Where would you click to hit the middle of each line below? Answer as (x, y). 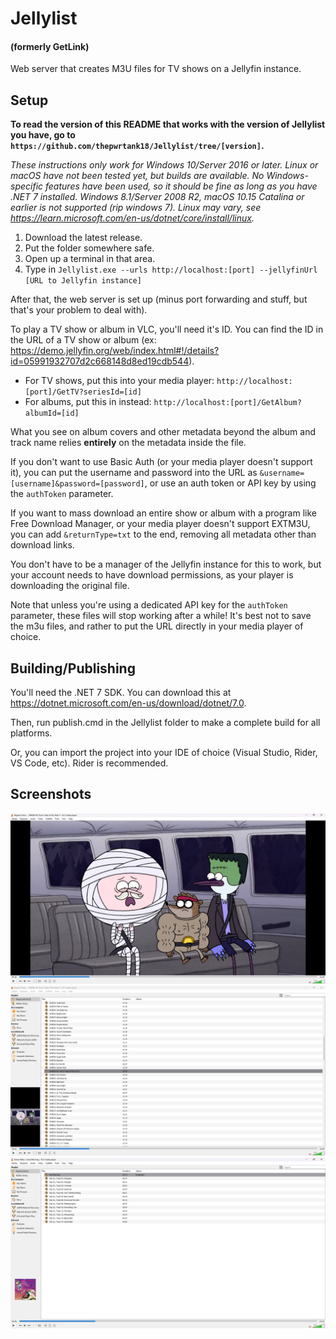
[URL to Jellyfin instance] (83, 281)
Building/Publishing (73, 668)
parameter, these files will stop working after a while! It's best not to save (161, 616)
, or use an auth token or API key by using (230, 483)
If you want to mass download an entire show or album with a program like (163, 513)
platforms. (31, 733)
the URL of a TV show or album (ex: (83, 340)
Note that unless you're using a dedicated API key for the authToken (149, 605)
